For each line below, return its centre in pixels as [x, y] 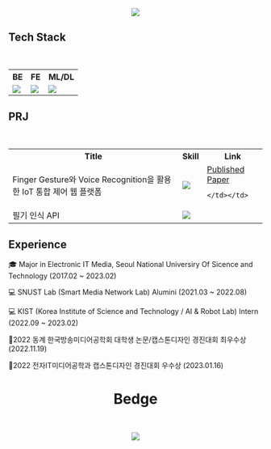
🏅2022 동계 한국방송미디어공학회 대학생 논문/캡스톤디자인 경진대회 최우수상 [127, 340]
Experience [38, 245]
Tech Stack [37, 38]
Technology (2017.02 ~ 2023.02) [63, 276]
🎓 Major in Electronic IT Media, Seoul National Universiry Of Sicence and [131, 265]
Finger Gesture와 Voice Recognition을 [83, 180]
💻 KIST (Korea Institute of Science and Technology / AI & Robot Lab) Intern [133, 311]
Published [226, 169]
